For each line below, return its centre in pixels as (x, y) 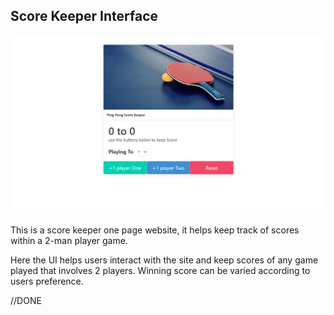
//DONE (26, 300)
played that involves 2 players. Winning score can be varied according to (160, 270)
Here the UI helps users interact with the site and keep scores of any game (164, 260)
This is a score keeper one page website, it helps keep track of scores (155, 230)
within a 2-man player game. (69, 240)
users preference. (47, 281)
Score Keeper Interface (84, 16)
